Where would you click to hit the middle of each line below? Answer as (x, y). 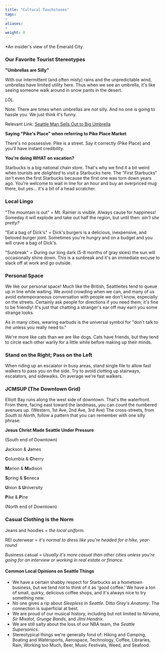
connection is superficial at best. (45, 608)
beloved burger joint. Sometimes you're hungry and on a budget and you (79, 237)
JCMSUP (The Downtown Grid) (43, 389)
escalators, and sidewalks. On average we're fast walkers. (64, 376)
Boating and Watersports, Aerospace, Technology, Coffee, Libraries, (82, 640)
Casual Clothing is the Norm (39, 520)
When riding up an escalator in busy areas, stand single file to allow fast (78, 366)
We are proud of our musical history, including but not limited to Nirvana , (86, 614)
